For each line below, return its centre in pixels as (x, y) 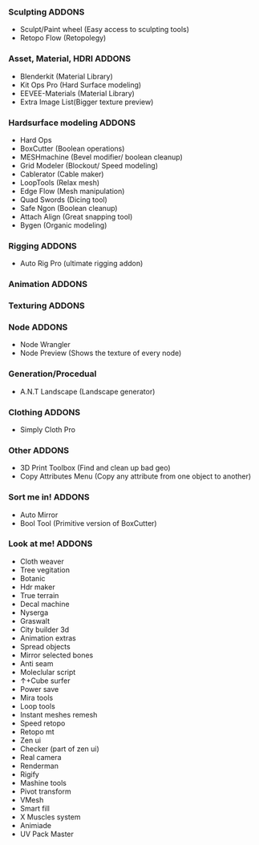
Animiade (36, 825)
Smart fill (35, 808)
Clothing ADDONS (45, 412)
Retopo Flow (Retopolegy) (63, 38)
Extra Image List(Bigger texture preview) (87, 102)
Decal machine (45, 604)
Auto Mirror (39, 515)
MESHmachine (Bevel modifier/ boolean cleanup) (101, 157)
